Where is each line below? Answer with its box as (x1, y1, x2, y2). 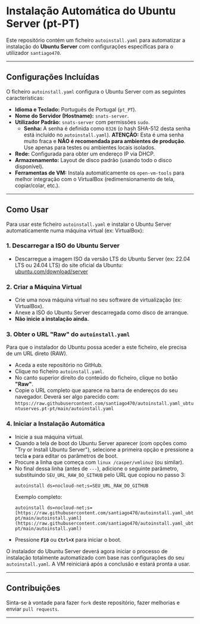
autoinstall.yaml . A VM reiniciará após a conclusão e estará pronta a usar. (6, 560, 190, 567)
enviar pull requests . (6, 605, 60, 612)
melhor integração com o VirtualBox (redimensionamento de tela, (14, 175, 175, 182)
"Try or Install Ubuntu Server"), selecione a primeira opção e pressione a (14, 446, 193, 453)
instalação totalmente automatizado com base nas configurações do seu (6, 554, 185, 561)
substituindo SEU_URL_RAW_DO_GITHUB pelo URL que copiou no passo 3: (14, 471, 186, 478)
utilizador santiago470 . (6, 49, 61, 56)
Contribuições (6, 583, 61, 594)
